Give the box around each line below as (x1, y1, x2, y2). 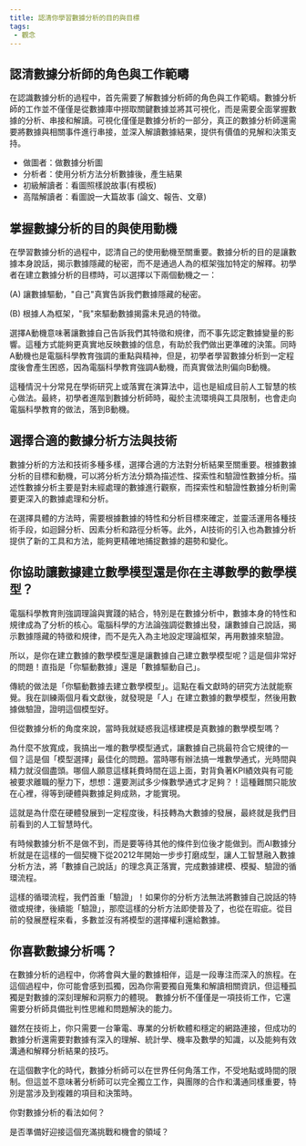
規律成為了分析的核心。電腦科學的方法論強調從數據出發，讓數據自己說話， (9, 619, 289, 630)
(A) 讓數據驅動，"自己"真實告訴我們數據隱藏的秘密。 (9, 289, 207, 299)
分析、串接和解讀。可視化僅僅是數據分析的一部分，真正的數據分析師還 (25, 115, 289, 126)
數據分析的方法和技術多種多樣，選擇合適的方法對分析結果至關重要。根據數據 (9, 459, 297, 470)
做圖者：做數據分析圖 (22, 157, 103, 169)
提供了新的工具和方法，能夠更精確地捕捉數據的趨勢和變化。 (9, 535, 233, 546)
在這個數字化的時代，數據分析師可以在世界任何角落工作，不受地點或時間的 (9, 1065, 289, 1076)
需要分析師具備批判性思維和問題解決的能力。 (9, 1004, 178, 1015)
